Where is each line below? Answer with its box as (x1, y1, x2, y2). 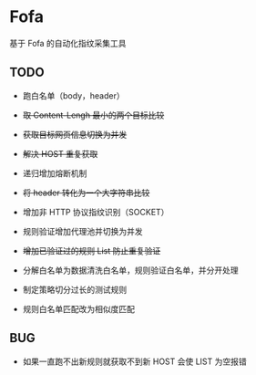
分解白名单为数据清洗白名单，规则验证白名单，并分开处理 (22, 265, 239, 276)
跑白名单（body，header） (22, 89, 125, 101)
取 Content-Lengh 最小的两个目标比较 (22, 109, 165, 120)
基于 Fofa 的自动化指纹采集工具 (9, 37, 127, 48)
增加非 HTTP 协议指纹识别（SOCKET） (22, 206, 169, 217)
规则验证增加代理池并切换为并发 (22, 225, 143, 236)
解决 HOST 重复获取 (22, 148, 98, 159)
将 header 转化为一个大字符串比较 (22, 187, 150, 198)
